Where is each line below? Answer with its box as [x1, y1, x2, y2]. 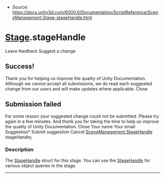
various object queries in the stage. [5, 162, 77, 169]
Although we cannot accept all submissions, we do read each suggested [5, 81, 152, 87]
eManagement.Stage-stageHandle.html [12, 15, 92, 20]
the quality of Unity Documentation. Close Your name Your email [5, 123, 136, 129]
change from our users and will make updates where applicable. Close [5, 86, 148, 91]
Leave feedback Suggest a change [5, 48, 76, 54]
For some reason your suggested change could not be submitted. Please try [5, 113, 159, 119]
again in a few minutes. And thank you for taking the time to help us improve [5, 118, 159, 124]
